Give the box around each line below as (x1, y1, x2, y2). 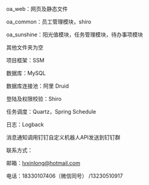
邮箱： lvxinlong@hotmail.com (6, 160, 80, 166)
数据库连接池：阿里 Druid (6, 82, 69, 89)
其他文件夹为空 (6, 44, 43, 51)
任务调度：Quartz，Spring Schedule (6, 108, 97, 115)
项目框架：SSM (6, 57, 45, 63)
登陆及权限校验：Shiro (6, 96, 62, 102)
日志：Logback (6, 121, 44, 128)
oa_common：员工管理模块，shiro (6, 18, 92, 25)
